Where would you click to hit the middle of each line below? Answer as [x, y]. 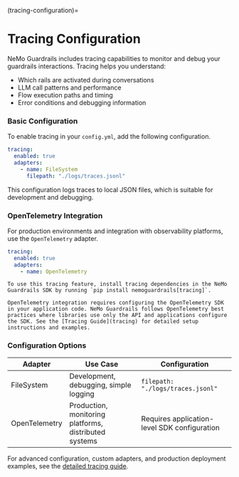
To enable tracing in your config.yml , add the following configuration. [109, 136]
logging [82, 394]
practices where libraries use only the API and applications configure [117, 316]
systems [83, 441]
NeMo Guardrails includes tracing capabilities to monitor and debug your [114, 58]
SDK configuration [189, 427]
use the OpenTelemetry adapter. [53, 238]
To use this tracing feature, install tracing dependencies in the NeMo [117, 284]
